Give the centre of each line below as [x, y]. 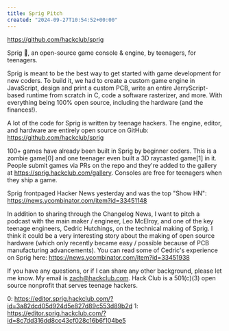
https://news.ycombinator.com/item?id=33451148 [77, 200]
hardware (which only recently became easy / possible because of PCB [108, 243]
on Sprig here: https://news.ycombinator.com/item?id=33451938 [98, 257]
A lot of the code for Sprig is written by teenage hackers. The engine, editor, [114, 123]
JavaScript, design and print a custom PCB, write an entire [90, 88]
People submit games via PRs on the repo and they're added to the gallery [112, 165]
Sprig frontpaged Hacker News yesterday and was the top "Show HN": [107, 193]
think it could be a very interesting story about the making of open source [111, 235]
